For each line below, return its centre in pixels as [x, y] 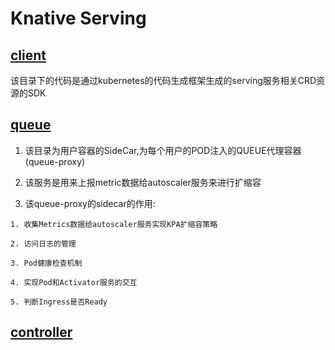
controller [41, 332]
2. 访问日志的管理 [43, 243]
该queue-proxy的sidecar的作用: [90, 203]
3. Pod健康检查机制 [46, 263]
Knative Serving [78, 18]
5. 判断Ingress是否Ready [59, 302]
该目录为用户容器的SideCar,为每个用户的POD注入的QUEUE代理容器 [163, 150]
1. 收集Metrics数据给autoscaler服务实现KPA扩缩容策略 [114, 224]
